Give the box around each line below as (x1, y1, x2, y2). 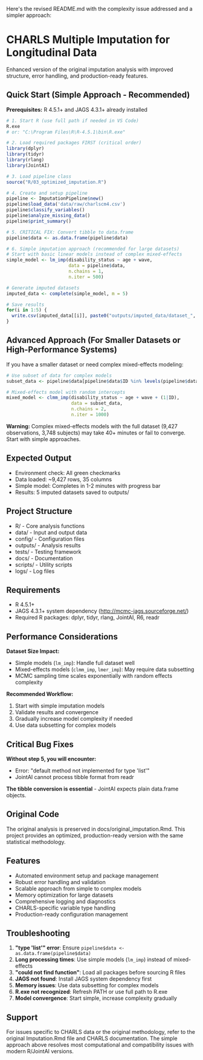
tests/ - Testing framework (14, 548, 82, 555)
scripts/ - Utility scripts (14, 561, 72, 568)
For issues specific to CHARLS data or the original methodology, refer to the (6, 1028, 195, 1036)
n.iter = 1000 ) (71, 412, 110, 418)
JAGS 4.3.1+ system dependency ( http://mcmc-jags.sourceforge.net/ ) (14, 607, 189, 615)
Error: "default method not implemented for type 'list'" (14, 767, 150, 774)
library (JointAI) (6, 162, 50, 169)
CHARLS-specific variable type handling (14, 904, 116, 911)
